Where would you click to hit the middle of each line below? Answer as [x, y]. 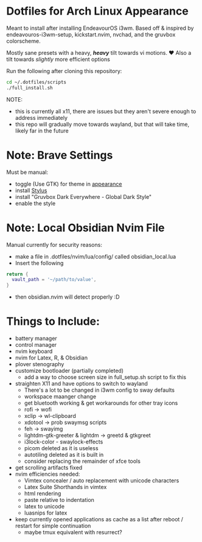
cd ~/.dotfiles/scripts [37, 82]
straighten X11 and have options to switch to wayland [81, 384]
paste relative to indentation [59, 500]
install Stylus [31, 190]
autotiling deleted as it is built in [64, 455]
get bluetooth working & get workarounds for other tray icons [101, 403]
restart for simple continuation [53, 526]
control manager [36, 345]
